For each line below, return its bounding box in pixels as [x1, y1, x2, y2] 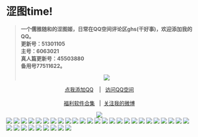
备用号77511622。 [20, 62, 66, 69]
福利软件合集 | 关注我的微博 [63, 99, 135, 106]
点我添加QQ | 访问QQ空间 [64, 86, 134, 93]
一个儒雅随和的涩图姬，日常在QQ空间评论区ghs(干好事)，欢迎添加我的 [20, 25, 193, 32]
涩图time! [6, 5, 53, 18]
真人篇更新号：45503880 [20, 55, 85, 62]
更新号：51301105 [20, 40, 66, 47]
